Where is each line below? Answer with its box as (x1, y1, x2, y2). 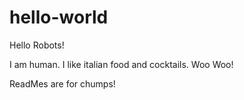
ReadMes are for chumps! (9, 77, 116, 90)
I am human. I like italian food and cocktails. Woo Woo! (9, 58, 234, 70)
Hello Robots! (9, 39, 65, 51)
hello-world (9, 6, 109, 29)
